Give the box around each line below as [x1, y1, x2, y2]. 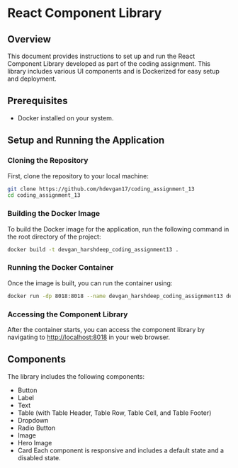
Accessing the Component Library [7, 309, 128, 319]
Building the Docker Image [7, 209, 101, 219]
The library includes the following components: [7, 372, 145, 380]
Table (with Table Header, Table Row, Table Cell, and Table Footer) [17, 409, 212, 417]
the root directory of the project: [7, 232, 101, 241]
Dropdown [17, 416, 49, 424]
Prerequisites [7, 95, 68, 107]
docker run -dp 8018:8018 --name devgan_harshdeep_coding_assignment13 [7, 292, 223, 299]
